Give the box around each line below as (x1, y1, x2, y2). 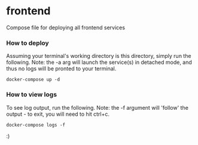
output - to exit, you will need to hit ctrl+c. (6, 110, 109, 118)
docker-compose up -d (6, 76, 60, 83)
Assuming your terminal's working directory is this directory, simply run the (6, 53, 191, 60)
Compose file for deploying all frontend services (6, 24, 126, 31)
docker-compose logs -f (6, 122, 66, 128)
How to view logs (6, 91, 57, 99)
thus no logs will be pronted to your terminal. (6, 65, 117, 72)
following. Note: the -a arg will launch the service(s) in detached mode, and (6, 58, 193, 66)
